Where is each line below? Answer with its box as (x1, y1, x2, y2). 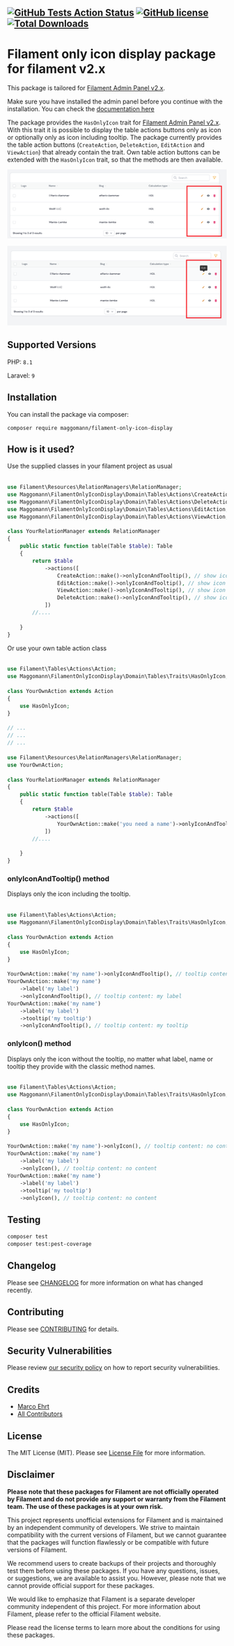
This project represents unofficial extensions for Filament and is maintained (7, 1515, 224, 1524)
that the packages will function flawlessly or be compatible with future (7, 1538, 209, 1546)
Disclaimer (7, 1469, 55, 1481)
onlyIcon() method (7, 1039, 72, 1049)
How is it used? (7, 443, 75, 455)
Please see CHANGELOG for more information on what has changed (7, 1278, 203, 1287)
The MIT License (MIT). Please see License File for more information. (7, 1449, 205, 1457)
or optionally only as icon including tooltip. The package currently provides (7, 134, 222, 142)
